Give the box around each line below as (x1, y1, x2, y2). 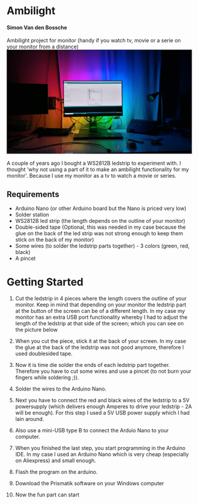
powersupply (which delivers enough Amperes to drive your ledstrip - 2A (15, 403, 192, 410)
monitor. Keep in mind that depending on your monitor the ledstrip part (15, 301, 187, 308)
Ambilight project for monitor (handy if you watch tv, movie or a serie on (6, 37, 181, 44)
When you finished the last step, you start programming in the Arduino (15, 445, 186, 452)
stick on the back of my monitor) (15, 236, 95, 243)
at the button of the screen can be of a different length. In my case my (15, 308, 186, 315)
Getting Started (6, 275, 84, 289)
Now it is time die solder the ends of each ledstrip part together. (15, 362, 170, 369)
